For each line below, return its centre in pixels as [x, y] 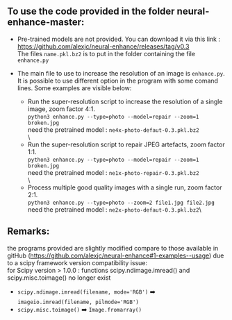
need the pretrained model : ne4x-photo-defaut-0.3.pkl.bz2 [113, 129]
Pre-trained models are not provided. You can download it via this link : [119, 39]
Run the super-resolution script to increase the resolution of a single [125, 101]
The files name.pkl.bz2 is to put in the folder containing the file [106, 53]
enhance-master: [46, 23]
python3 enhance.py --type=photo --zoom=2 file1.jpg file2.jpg [121, 203]
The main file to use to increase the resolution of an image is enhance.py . [121, 73]
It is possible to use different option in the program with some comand [118, 81]
